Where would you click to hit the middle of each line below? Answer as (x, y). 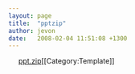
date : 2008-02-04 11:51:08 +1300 (68, 38)
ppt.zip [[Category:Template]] (67, 61)
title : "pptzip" (37, 23)
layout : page (30, 16)
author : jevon (32, 31)
